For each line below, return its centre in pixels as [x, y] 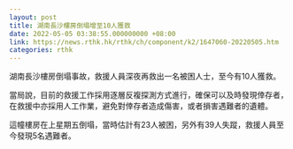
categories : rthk [41, 50]
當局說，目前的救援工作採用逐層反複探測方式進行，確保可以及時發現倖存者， [149, 95]
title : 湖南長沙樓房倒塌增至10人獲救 [70, 26]
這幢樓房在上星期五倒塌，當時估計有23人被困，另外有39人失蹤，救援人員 [143, 125]
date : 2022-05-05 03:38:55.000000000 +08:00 [93, 34]
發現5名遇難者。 [46, 136]
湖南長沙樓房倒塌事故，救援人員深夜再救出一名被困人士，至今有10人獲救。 [145, 77]
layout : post [33, 17]
